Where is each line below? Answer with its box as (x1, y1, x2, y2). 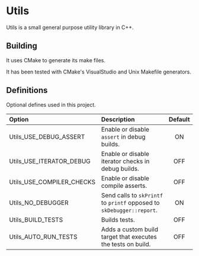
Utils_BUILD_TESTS (9, 215, 63, 223)
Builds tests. (101, 215, 135, 223)
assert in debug (101, 132, 146, 140)
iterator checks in (101, 157, 150, 165)
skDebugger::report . (101, 206, 158, 214)
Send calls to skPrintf (101, 191, 163, 199)
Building (6, 41, 37, 51)
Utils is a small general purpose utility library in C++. (6, 24, 134, 31)
